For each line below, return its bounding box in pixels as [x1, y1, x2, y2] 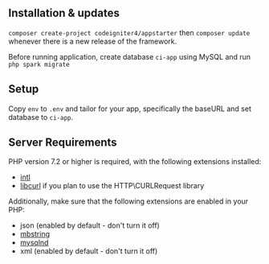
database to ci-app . [8, 112, 74, 122]
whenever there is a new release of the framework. [8, 36, 177, 46]
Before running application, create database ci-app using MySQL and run [8, 52, 251, 61]
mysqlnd [19, 237, 49, 248]
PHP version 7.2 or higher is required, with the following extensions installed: [8, 157, 262, 167]
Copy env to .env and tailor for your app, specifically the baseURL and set [8, 104, 251, 113]
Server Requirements [8, 136, 118, 150]
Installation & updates [8, 6, 120, 20]
